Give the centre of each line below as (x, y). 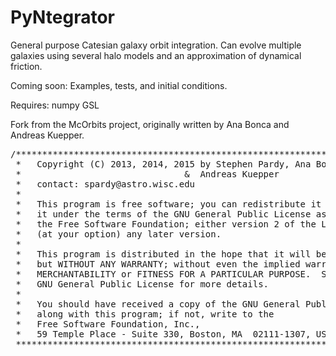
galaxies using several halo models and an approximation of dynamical (156, 55)
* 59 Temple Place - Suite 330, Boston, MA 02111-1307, (163, 334)
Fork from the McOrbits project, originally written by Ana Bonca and (150, 124)
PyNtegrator (63, 17)
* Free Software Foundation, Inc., (108, 324)
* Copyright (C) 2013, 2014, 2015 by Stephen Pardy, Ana (163, 164)
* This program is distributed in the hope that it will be (171, 254)
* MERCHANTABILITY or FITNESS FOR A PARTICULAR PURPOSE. (163, 274)
